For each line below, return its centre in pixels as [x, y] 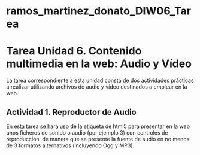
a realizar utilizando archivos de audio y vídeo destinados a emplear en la [97, 87]
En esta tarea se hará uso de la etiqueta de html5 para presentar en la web [98, 126]
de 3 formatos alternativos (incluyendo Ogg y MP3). [70, 145]
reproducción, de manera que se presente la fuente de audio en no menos [98, 139]
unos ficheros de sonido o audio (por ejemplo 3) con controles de [87, 132]
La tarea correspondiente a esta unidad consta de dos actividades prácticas [100, 80]
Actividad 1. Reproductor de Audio [71, 112]
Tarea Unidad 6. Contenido [74, 51]
